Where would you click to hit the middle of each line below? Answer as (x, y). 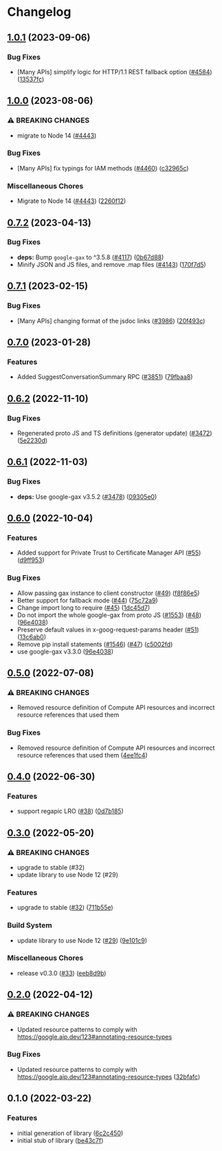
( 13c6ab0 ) (32, 636)
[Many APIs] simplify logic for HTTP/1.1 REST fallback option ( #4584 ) (114, 72)
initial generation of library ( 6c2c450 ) (70, 1133)
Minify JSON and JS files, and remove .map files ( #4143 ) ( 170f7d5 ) (111, 264)
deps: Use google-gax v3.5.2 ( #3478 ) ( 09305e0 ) (87, 497)
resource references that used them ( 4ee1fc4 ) (82, 755)
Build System (30, 925)
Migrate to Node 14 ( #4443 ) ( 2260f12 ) (71, 201)
